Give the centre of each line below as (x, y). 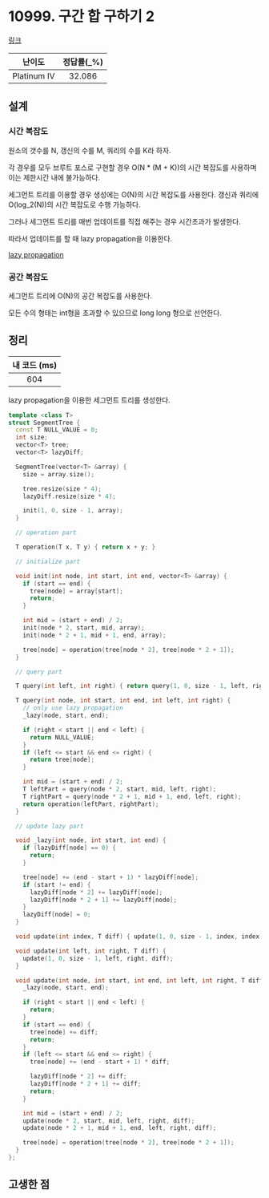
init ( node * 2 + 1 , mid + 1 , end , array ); (94, 635)
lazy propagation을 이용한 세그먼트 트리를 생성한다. (89, 400)
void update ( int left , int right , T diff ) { (91, 951)
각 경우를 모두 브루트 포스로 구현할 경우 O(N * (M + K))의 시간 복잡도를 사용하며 (132, 167)
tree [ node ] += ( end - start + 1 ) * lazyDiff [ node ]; (110, 877)
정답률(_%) (83, 62)
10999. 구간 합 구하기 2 (81, 16)
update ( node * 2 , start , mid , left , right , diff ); (109, 1121)
